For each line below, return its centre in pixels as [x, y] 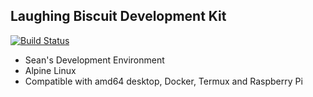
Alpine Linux [50, 70]
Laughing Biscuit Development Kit [118, 16]
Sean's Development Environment [94, 60]
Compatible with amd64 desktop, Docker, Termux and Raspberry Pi [163, 81]
